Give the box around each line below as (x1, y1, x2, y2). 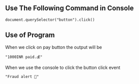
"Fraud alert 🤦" (5, 74, 39, 79)
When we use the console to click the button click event (5, 64, 120, 70)
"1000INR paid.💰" (5, 54, 42, 59)
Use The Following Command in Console (5, 4, 134, 12)
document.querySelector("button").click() (5, 17, 95, 22)
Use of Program (5, 31, 55, 39)
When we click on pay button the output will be (5, 44, 102, 50)
